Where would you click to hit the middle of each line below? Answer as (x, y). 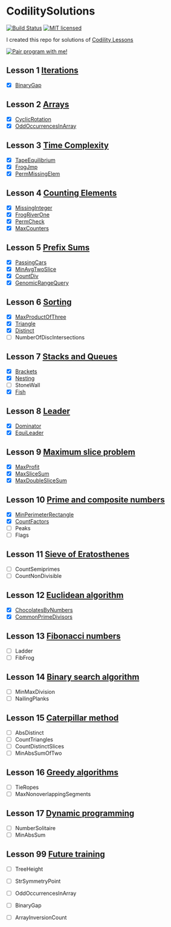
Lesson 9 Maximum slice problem (71, 452)
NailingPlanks (32, 699)
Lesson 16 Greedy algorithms (63, 773)
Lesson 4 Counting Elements (62, 193)
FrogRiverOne (32, 214)
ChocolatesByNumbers (44, 610)
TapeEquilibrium (35, 160)
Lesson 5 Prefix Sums (48, 248)
